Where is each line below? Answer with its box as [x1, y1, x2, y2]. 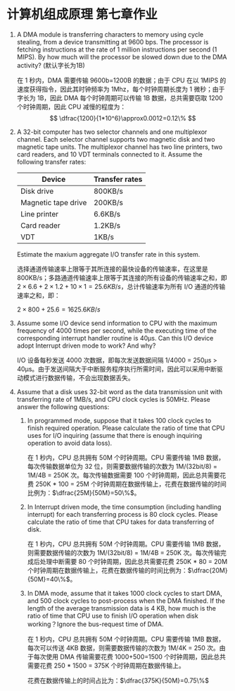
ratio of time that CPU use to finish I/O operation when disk [27, 611, 198, 620]
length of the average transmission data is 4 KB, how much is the [27, 604, 216, 612]
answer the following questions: [16, 403, 110, 411]
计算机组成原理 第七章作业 [6, 6, 158, 23]
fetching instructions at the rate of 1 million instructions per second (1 [16, 45, 217, 54]
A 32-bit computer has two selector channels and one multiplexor [16, 128, 208, 136]
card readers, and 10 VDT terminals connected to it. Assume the [16, 149, 203, 159]
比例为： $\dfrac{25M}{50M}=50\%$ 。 [27, 488, 141, 497]
